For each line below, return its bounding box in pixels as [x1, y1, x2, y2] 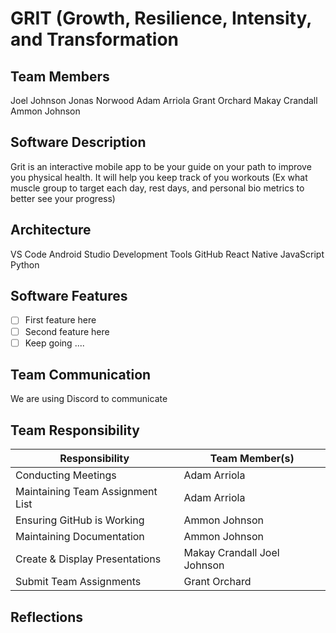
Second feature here [24, 325, 110, 337]
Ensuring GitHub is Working [15, 513, 145, 527]
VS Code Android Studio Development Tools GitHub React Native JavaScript [10, 248, 325, 260]
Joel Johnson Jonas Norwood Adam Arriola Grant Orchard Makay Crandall [10, 95, 318, 106]
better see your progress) [10, 192, 116, 204]
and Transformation [10, 28, 180, 51]
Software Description [10, 134, 147, 151]
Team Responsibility [10, 422, 140, 439]
